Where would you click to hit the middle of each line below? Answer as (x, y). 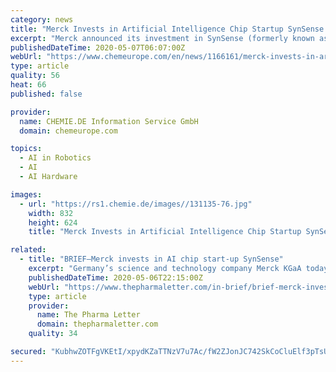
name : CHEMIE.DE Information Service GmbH (109, 121)
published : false (46, 94)
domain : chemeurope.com (68, 131)
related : (28, 250)
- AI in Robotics (55, 158)
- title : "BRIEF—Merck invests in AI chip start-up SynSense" (151, 259)
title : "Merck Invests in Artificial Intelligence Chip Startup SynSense (167, 29)
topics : (26, 149)
